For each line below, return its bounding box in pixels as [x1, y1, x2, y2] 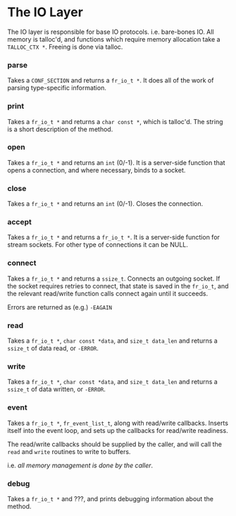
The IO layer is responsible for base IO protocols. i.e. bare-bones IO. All [7, 27, 214, 36]
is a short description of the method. [7, 125, 113, 133]
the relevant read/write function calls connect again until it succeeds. [7, 289, 209, 297]
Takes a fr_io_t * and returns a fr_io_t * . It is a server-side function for [7, 233, 221, 242]
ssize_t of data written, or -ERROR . [7, 385, 106, 393]
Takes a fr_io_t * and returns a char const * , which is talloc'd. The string [7, 117, 223, 125]
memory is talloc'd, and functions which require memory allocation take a [7, 35, 221, 43]
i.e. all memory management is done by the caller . [7, 461, 154, 469]
